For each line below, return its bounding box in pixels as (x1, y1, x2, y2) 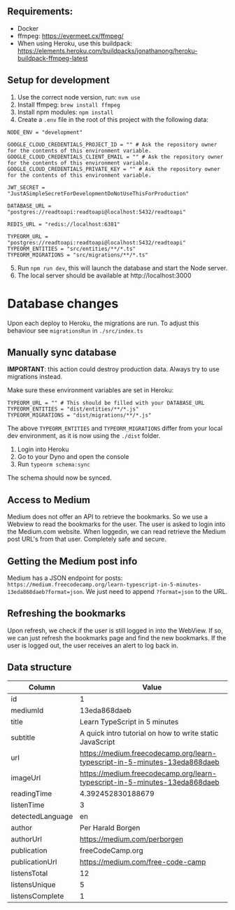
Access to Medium (7, 494, 91, 506)
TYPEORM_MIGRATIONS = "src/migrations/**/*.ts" (7, 251, 149, 258)
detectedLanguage (10, 811, 73, 821)
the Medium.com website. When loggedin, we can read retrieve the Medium (7, 528, 226, 536)
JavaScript (79, 737, 115, 747)
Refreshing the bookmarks (7, 607, 126, 619)
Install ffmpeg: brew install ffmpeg (17, 100, 120, 109)
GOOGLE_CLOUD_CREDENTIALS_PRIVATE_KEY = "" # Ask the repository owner (7, 165, 220, 172)
